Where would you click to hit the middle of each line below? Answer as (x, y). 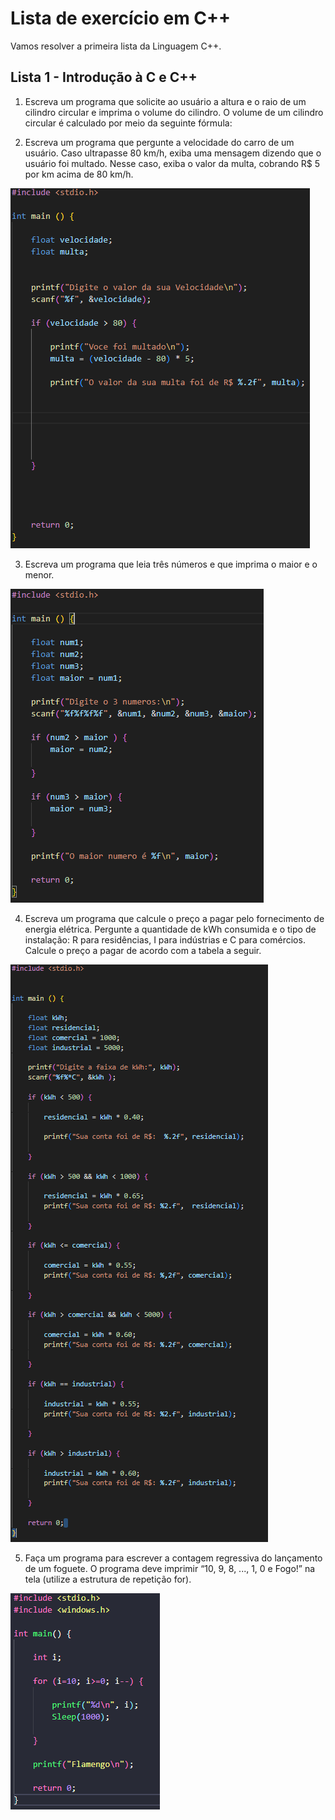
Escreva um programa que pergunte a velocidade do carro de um (159, 142)
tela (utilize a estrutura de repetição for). (108, 1579)
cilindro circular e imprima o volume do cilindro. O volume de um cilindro (174, 112)
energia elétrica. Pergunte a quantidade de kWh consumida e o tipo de (170, 929)
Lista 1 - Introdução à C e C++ (104, 77)
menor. (39, 574)
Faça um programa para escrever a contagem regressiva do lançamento (173, 1558)
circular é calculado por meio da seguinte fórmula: (128, 123)
